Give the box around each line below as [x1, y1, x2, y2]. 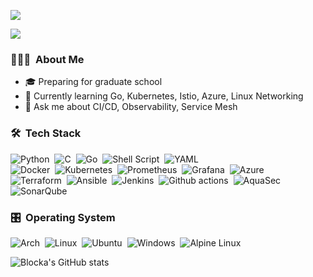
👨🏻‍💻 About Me [10, 52, 85, 66]
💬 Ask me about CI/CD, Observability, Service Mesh [24, 101, 238, 113]
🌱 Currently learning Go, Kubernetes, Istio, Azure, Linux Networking [24, 90, 304, 102]
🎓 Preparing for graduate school [24, 76, 163, 88]
